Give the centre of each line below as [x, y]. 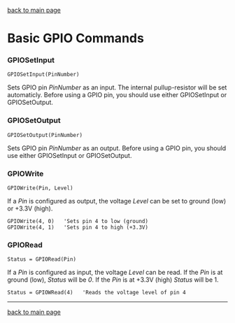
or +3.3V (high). [30, 208]
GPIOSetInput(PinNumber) [43, 75]
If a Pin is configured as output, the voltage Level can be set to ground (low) [117, 201]
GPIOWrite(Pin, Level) [40, 188]
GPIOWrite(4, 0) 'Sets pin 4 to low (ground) [78, 222]
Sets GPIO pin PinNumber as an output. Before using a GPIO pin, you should [117, 148]
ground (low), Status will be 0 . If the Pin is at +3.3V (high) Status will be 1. [113, 280]
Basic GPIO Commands [76, 38]
